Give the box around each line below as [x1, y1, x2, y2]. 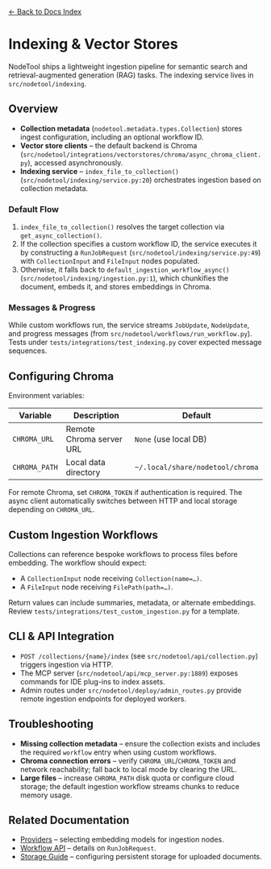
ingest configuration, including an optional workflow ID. [19, 132, 204, 142]
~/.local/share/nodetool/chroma [134, 463, 259, 472]
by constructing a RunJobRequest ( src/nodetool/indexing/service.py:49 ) [19, 247, 261, 257]
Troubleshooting [8, 717, 94, 731]
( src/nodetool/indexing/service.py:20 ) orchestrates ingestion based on [19, 175, 262, 185]
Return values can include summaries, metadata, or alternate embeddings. [8, 597, 256, 607]
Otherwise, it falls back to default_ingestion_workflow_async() [19, 265, 230, 275]
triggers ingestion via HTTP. [19, 659, 114, 669]
